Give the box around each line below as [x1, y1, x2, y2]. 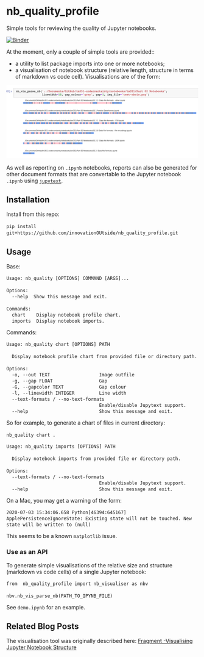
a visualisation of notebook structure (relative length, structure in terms [15, 66, 194, 74]
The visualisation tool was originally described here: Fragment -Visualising [6, 637, 193, 645]
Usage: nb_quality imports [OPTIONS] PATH [6, 443, 116, 450]
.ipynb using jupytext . [6, 177, 63, 184]
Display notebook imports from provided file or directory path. [12, 456, 181, 462]
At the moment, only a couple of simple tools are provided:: [6, 48, 155, 56]
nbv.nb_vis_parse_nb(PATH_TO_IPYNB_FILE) [6, 593, 113, 599]
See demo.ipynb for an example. [6, 603, 85, 611]
